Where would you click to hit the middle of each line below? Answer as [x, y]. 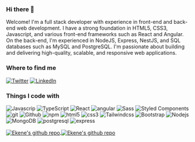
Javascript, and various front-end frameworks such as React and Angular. [95, 34]
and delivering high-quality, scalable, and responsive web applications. [91, 53]
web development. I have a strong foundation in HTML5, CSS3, [92, 28]
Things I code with [33, 95]
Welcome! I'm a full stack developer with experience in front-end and [89, 22]
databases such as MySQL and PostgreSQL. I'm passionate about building [95, 47]
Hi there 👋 [20, 9]
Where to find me [31, 68]
